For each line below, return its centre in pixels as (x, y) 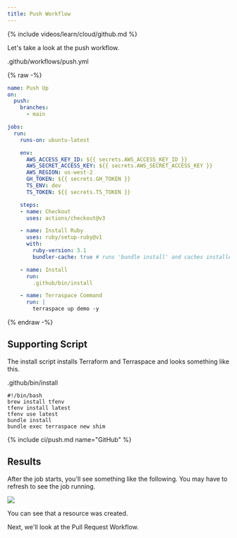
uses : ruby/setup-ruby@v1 (64, 237)
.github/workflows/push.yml (48, 61)
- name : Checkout (45, 211)
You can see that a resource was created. (68, 513)
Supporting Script (48, 344)
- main (36, 114)
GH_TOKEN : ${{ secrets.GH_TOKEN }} (78, 179)
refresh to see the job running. (51, 486)
